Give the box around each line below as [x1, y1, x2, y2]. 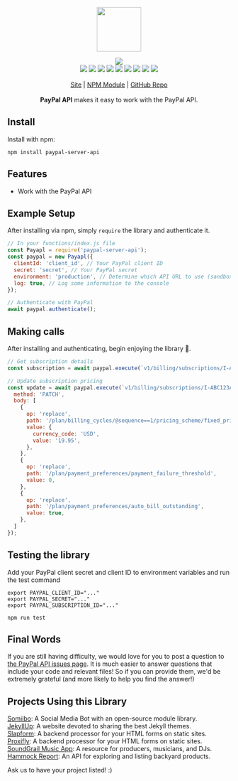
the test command [7, 576, 61, 584]
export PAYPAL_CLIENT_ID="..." [7, 589, 100, 596]
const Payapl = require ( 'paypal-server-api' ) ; [7, 247, 147, 254]
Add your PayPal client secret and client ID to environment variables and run [7, 568, 230, 576]
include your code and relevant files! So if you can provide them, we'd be [7, 667, 221, 676]
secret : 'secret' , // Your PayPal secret [13, 266, 138, 274]
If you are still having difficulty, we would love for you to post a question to [7, 652, 225, 661]
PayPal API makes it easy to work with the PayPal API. [40, 96, 198, 104]
